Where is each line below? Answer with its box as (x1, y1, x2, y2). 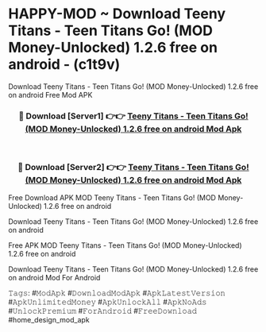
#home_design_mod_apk (8, 315, 90, 324)
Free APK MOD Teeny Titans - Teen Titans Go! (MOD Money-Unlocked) (8, 240, 242, 250)
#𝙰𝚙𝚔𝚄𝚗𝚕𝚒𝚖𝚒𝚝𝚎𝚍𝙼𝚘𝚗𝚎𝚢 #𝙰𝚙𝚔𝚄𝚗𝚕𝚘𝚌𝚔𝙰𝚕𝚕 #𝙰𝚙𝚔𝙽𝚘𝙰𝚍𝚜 (8, 297, 207, 307)
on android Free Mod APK (8, 90, 93, 99)
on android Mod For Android (8, 272, 101, 282)
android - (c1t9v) (8, 56, 121, 74)
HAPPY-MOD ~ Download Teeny (8, 5, 226, 23)
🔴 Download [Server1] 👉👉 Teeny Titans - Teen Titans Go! (18, 110, 249, 122)
